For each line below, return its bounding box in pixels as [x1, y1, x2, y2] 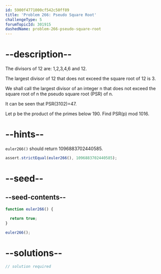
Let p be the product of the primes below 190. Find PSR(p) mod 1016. [5, 111, 149, 117]
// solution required [5, 264, 51, 269]
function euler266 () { [5, 206, 53, 212]
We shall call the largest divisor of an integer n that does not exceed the [5, 86, 156, 92]
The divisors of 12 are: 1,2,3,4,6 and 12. [5, 66, 87, 72]
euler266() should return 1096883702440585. [5, 145, 103, 152]
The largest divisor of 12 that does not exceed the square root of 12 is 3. [5, 75, 156, 82]
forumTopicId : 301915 [5, 22, 51, 27]
